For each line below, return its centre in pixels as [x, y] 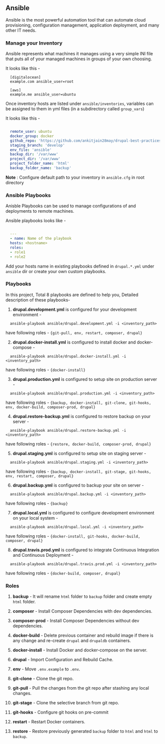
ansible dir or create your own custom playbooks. [56, 271]
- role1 [18, 252]
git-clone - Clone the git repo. [43, 679]
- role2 [18, 257]
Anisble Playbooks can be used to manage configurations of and [71, 206]
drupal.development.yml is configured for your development [75, 309]
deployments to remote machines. [40, 211]
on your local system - [35, 518]
